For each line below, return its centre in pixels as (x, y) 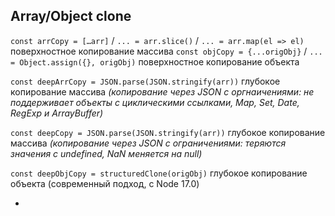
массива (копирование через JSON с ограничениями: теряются (148, 143)
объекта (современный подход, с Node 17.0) (105, 183)
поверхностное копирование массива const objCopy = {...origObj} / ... (166, 51)
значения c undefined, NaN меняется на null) (106, 153)
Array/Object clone (71, 16)
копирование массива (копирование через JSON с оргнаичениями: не (162, 91)
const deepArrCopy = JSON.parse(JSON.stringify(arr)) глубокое (145, 81)
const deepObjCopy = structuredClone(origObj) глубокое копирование (159, 173)
